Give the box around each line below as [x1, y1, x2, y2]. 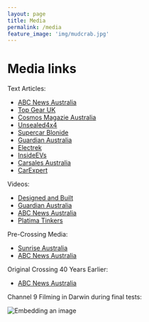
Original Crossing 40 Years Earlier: [7, 265, 109, 274]
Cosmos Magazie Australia [17, 113, 96, 122]
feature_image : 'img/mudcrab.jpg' [7, 30, 110, 38]
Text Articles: [7, 85, 46, 93]
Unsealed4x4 [17, 121, 57, 129]
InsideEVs [17, 151, 48, 160]
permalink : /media [7, 23, 62, 31]
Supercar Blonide [17, 129, 69, 137]
